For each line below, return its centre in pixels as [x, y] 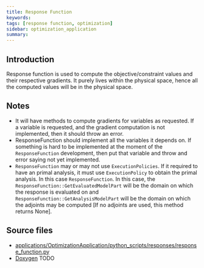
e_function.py [32, 252]
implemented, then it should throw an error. [69, 133]
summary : [17, 35]
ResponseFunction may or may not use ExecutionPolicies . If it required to [106, 166]
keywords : [19, 18]
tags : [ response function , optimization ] [60, 23]
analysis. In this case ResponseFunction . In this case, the [85, 179]
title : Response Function [39, 12]
